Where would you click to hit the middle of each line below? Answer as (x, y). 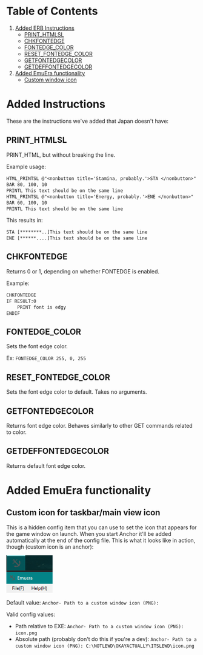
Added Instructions (56, 104)
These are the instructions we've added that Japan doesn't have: (87, 121)
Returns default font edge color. (46, 465)
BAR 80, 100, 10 (27, 184)
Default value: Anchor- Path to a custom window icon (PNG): (83, 602)
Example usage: (26, 166)
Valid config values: (31, 614)
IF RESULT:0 (21, 301)
